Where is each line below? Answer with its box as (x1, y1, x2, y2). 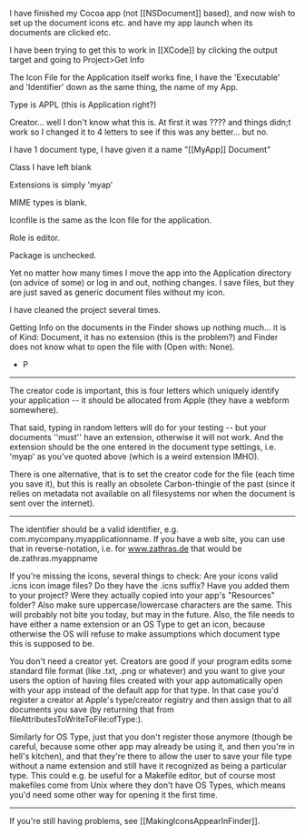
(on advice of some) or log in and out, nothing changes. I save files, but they (9, 277, 295, 287)
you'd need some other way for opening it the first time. (9, 790, 218, 800)
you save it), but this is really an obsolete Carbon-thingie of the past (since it (9, 478, 296, 489)
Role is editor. (9, 232, 61, 243)
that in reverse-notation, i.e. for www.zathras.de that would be (9, 543, 242, 554)
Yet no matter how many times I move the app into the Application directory (9, 267, 292, 278)
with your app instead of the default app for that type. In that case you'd (9, 685, 280, 695)
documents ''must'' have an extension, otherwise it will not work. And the (9, 432, 284, 442)
